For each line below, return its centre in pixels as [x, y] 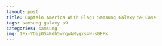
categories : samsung [32, 28]
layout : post [22, 12]
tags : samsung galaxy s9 [37, 23]
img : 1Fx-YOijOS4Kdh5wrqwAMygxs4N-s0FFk [57, 34]
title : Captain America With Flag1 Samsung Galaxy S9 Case [81, 17]
